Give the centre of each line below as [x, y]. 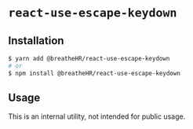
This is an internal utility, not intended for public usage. [97, 116]
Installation [36, 41]
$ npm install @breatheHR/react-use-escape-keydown [94, 73]
